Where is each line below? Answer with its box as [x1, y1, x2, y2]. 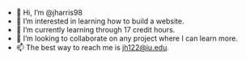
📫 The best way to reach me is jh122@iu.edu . [15, 43, 170, 52]
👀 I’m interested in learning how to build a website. [15, 16, 184, 26]
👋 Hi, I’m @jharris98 [15, 8, 83, 17]
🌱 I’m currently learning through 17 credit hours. [15, 25, 176, 34]
